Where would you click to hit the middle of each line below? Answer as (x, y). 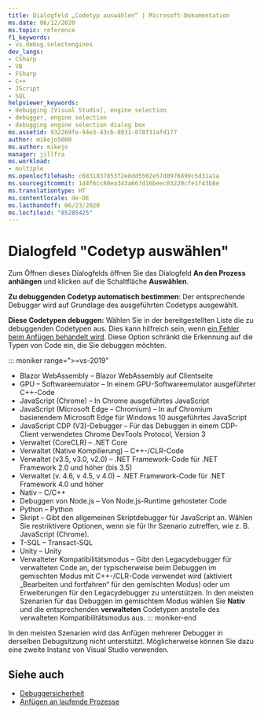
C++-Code (37, 393)
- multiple (26, 169)
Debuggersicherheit (52, 693)
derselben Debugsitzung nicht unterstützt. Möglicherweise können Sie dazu (131, 642)
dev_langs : (26, 52)
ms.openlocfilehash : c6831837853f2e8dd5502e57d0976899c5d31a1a (114, 176)
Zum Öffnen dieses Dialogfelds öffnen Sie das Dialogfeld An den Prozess (127, 273)
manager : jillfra (37, 154)
